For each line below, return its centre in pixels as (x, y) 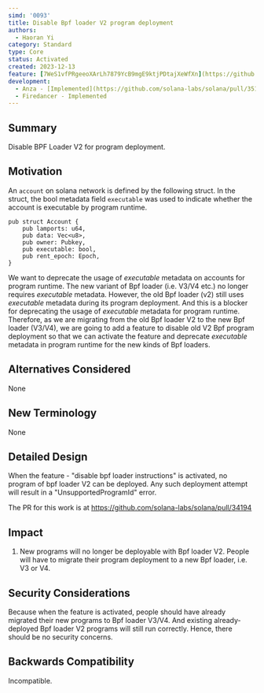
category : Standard (40, 45)
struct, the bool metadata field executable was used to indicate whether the (130, 198)
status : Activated (38, 60)
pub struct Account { (44, 221)
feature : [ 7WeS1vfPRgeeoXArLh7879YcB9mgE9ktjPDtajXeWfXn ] (105, 74)
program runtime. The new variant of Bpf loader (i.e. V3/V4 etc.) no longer (128, 286)
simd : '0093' (29, 15)
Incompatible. (30, 680)
